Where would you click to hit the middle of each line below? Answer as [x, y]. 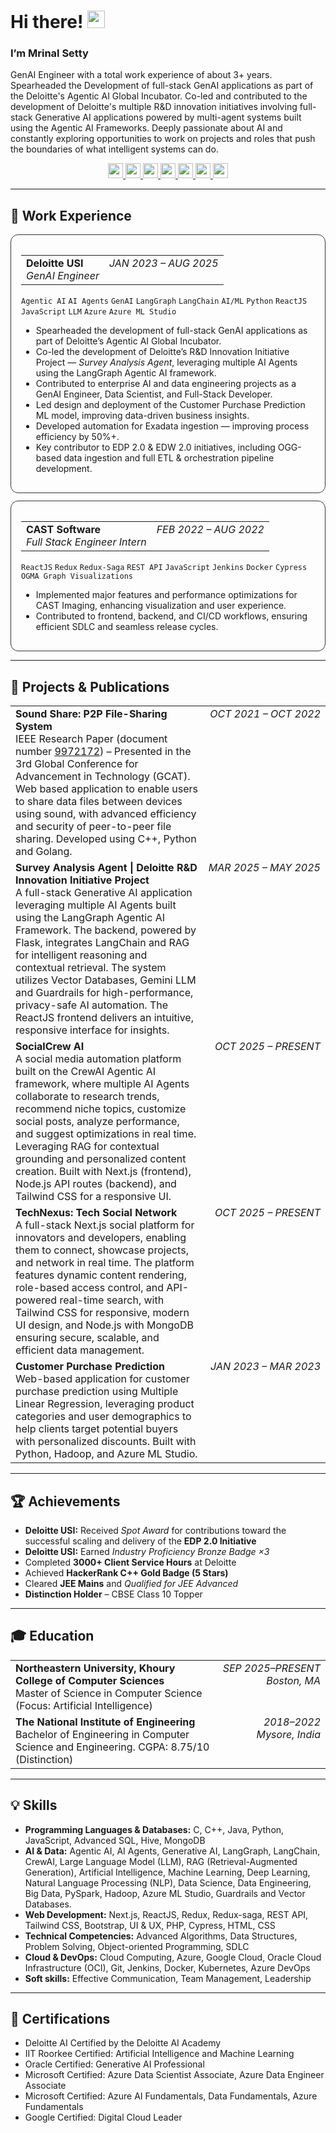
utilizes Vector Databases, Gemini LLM [106, 980]
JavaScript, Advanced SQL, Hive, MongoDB [115, 1840]
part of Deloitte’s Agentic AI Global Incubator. [128, 341]
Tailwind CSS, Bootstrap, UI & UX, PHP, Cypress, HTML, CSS [150, 1925]
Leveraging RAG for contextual [87, 1147]
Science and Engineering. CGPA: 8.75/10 [112, 1747]
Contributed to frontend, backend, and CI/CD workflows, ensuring [171, 616]
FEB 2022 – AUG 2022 [210, 530]
